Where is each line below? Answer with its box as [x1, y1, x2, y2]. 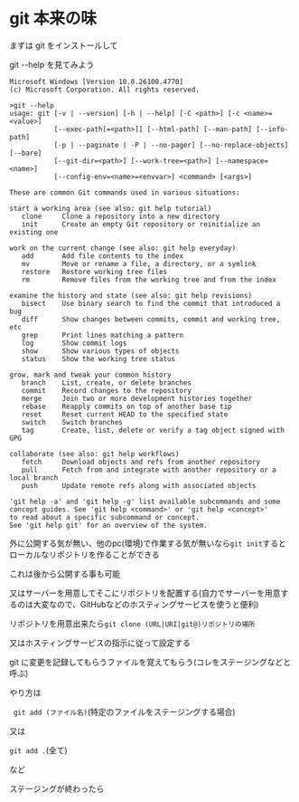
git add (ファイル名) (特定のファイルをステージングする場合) [13, 706, 237, 717]
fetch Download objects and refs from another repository [21, 457, 260, 466]
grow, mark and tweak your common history [9, 370, 172, 379]
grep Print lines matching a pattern [21, 330, 183, 339]
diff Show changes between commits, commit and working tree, [21, 314, 281, 324]
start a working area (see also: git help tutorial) [9, 204, 212, 213]
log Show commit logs [21, 339, 127, 348]
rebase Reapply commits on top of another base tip [21, 402, 232, 411]
